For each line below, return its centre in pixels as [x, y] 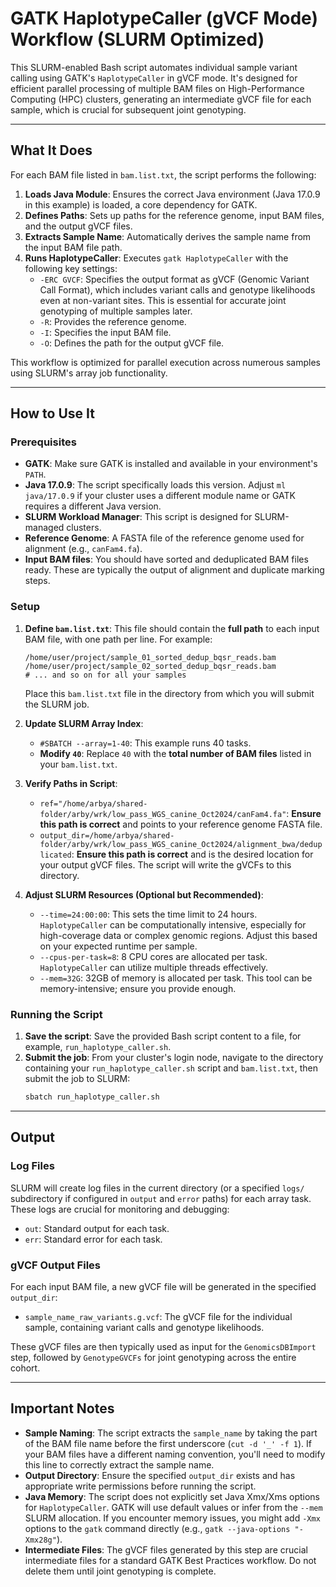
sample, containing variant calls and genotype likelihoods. [144, 1327]
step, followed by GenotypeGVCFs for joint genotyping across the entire [153, 1357]
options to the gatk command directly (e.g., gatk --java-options [157, 1528]
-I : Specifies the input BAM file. [105, 332]
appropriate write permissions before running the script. [140, 1486]
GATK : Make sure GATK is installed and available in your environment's [171, 464]
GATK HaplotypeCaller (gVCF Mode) [164, 18]
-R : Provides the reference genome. [113, 321]
